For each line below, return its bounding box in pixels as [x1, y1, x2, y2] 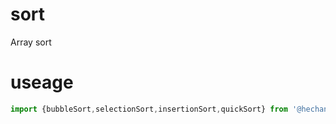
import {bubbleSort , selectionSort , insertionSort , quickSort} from [10, 104, 288, 114]
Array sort [10, 36, 52, 48]
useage [10, 71, 74, 94]
